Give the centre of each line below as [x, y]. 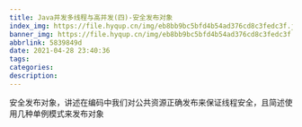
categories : [31, 68]
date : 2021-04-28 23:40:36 [60, 51]
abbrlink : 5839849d [46, 42]
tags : [19, 59]
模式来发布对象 [76, 114]
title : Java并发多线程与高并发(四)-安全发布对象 [91, 17]
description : [34, 76]
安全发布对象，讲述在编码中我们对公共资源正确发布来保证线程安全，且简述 [147, 102]
